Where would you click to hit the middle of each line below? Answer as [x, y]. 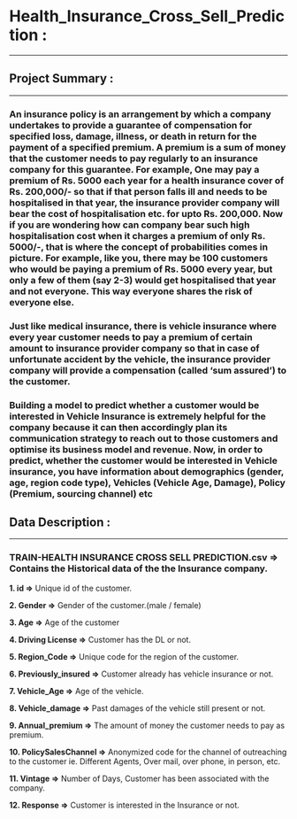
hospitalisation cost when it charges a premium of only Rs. [137, 236]
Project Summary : [61, 78]
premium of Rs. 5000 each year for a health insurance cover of [147, 181]
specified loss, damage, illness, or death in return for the [133, 136]
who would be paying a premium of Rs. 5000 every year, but [141, 269]
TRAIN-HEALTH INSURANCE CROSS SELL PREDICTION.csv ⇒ [144, 558]
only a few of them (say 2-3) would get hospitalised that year [143, 280]
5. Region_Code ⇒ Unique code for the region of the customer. [124, 656]
